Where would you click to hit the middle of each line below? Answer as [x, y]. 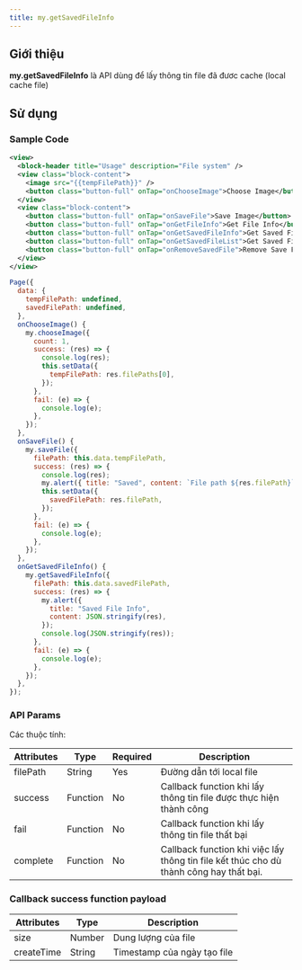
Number [88, 938]
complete [34, 861]
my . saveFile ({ [52, 449]
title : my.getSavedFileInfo [62, 18]
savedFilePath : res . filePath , [106, 500]
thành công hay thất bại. [212, 872]
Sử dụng [34, 113]
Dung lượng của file [154, 938]
